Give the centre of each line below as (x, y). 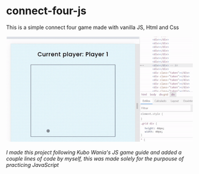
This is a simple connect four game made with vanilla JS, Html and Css (93, 27)
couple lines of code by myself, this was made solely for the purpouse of (95, 159)
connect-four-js (46, 11)
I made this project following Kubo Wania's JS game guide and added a (94, 152)
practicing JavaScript (33, 165)
